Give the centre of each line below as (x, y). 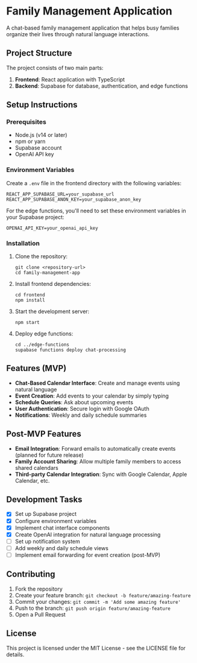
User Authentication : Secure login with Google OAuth (82, 408)
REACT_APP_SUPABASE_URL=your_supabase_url (60, 194)
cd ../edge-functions (42, 345)
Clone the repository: (41, 256)
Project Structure (39, 53)
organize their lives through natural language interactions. (78, 34)
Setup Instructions (42, 105)
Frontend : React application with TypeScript (70, 79)
